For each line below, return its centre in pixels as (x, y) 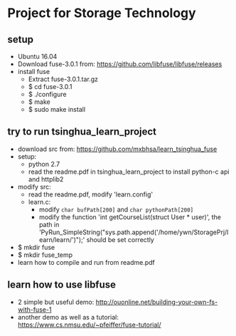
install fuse (34, 72)
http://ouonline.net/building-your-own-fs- (157, 302)
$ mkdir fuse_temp (45, 255)
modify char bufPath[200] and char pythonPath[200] (116, 209)
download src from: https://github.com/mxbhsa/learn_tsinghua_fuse (117, 149)
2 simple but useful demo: (56, 302)
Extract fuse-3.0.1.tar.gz (63, 79)
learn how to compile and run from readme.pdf (86, 262)
